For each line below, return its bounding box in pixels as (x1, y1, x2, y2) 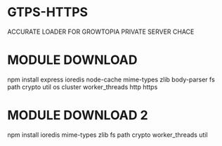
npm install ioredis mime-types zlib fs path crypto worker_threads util (7, 131, 209, 139)
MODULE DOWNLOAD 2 (7, 107, 149, 124)
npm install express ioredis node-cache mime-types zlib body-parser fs (7, 75, 216, 84)
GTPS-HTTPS (7, 4, 89, 20)
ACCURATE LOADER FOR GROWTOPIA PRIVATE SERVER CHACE (7, 27, 195, 36)
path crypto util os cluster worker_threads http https (7, 82, 158, 91)
